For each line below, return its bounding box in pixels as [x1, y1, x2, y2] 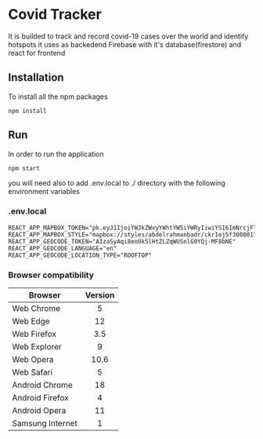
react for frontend [8, 48, 66, 57]
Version [85, 290, 115, 301]
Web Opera [12, 354, 54, 365]
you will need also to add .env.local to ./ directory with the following [8, 178, 225, 188]
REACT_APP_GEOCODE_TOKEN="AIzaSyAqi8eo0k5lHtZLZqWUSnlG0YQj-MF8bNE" [8, 237, 236, 245]
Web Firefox [12, 328, 57, 339]
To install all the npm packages [8, 92, 108, 101]
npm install [8, 107, 47, 115]
